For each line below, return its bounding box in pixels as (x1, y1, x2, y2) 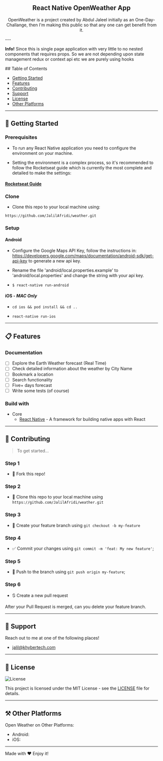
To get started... (16, 447, 49, 453)
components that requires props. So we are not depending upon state (5, 51, 145, 57)
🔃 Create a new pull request (12, 592, 68, 598)
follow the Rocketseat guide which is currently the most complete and (12, 165, 152, 170)
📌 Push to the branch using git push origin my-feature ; (12, 569, 125, 575)
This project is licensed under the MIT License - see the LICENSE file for (5, 685, 149, 691)
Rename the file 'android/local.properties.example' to (12, 267, 119, 273)
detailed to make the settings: (12, 170, 72, 176)
